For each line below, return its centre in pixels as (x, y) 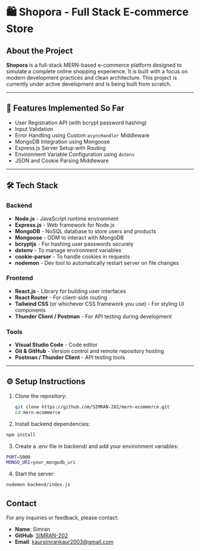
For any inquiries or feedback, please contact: (62, 517)
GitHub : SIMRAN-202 (41, 535)
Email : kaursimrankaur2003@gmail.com (64, 541)
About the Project (40, 51)
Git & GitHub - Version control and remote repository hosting (89, 351)
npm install (21, 435)
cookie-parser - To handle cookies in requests (72, 256)
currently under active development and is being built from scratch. (89, 84)
